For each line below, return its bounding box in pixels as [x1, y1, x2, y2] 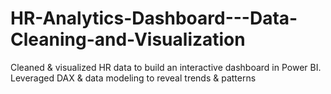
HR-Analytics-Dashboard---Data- [10, 7, 298, 30]
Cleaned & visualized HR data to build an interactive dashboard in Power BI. [10, 61, 322, 73]
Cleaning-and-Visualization [10, 28, 246, 51]
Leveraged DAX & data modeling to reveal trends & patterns [10, 72, 257, 84]
